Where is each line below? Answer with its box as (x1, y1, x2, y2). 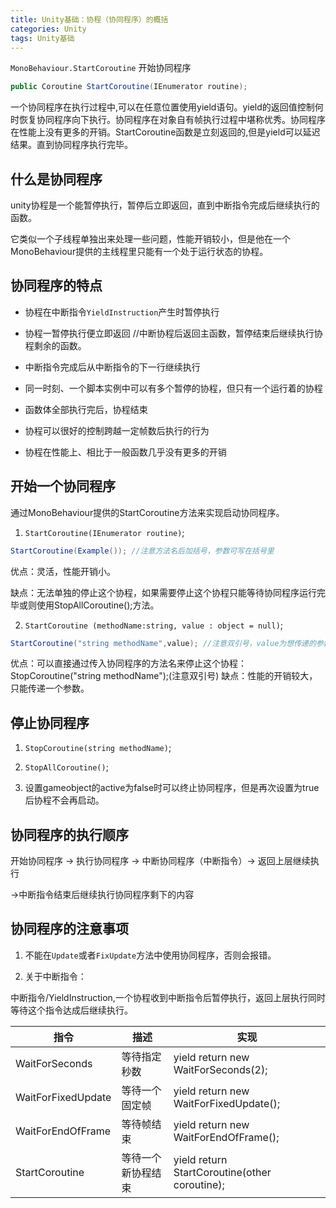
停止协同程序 (10, 714, 90, 731)
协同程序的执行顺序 (10, 826, 129, 843)
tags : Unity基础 (10, 33, 75, 43)
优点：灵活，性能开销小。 (10, 565, 116, 577)
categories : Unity (10, 24, 87, 34)
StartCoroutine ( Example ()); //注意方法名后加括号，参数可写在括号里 (10, 546, 275, 556)
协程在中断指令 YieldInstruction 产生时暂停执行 (24, 306, 220, 318)
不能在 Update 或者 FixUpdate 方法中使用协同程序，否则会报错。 (24, 949, 277, 961)
